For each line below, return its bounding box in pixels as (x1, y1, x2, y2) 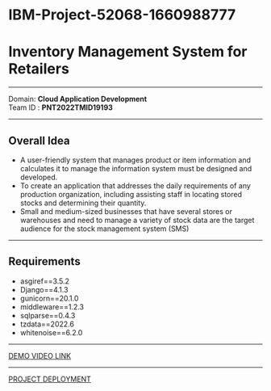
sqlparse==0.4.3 (19, 310, 76, 320)
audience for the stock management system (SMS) (19, 224, 190, 233)
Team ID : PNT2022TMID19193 (8, 103, 113, 112)
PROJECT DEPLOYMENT (8, 374, 91, 384)
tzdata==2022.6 (19, 319, 75, 329)
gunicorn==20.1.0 (19, 293, 79, 303)
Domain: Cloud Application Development (8, 95, 148, 104)
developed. (19, 172, 58, 182)
